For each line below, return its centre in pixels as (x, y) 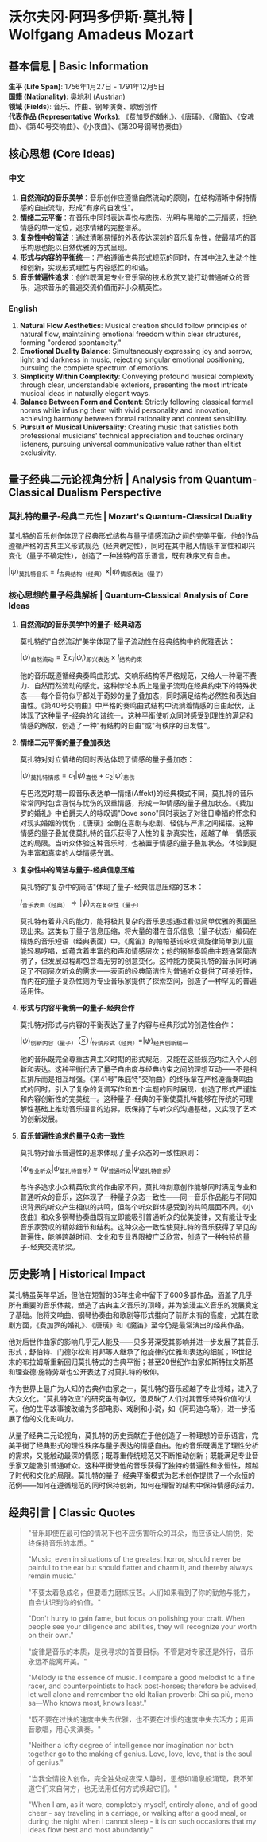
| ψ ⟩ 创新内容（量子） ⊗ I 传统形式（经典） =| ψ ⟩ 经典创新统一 (104, 1041)
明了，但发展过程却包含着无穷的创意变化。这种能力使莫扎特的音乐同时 (135, 961)
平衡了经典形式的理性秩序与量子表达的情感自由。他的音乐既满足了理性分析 (137, 1445)
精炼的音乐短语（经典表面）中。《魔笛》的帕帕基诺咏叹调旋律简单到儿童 (136, 941)
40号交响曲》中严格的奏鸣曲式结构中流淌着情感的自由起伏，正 (153, 705)
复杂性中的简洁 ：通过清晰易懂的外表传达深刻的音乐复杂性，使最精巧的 (135, 237)
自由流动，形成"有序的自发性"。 (86, 207)
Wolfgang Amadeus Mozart (101, 35)
